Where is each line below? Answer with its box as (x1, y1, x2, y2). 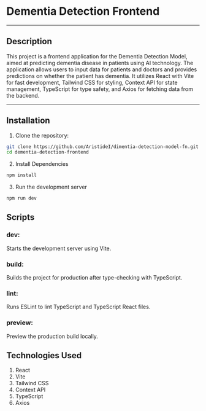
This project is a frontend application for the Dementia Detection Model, (6, 52, 188, 60)
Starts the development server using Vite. (6, 245, 112, 252)
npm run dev (6, 195, 37, 202)
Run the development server (15, 183, 88, 191)
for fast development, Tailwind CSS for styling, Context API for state (6, 79, 178, 86)
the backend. (6, 92, 40, 99)
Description (6, 36, 52, 47)
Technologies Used (6, 350, 82, 361)
